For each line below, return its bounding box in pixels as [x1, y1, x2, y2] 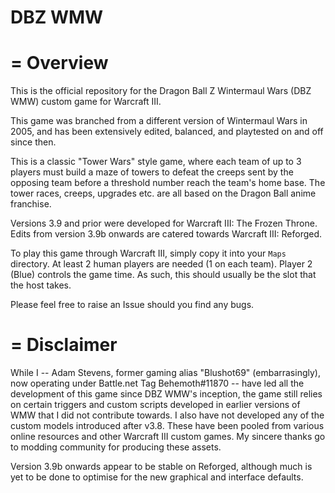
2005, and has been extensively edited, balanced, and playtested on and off [10, 126, 324, 138]
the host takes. [10, 279, 72, 291]
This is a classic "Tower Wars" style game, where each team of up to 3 [10, 156, 302, 168]
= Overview [10, 52, 109, 75]
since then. [10, 136, 57, 148]
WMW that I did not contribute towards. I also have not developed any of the [10, 409, 325, 421]
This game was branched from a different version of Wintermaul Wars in [10, 115, 308, 127]
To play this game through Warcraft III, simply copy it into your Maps [10, 247, 287, 260]
